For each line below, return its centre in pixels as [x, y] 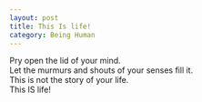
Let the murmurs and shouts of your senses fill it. [101, 70]
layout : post [34, 18]
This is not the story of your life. [69, 80]
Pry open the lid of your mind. [65, 61]
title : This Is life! [50, 26]
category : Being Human [52, 35]
